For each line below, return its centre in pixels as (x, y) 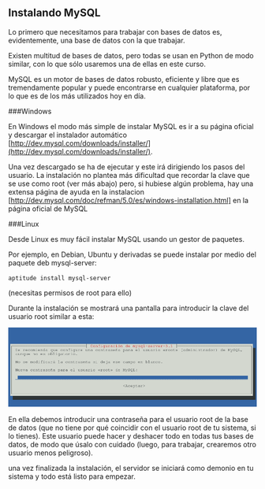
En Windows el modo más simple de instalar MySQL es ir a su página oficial (131, 126)
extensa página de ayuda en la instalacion (76, 191)
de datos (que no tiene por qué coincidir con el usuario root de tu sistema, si (132, 428)
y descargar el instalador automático (68, 135)
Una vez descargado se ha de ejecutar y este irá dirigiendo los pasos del (127, 167)
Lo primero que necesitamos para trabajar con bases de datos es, (115, 31)
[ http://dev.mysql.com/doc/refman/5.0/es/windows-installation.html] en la (129, 200)
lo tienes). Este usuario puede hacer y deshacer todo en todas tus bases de (131, 436)
